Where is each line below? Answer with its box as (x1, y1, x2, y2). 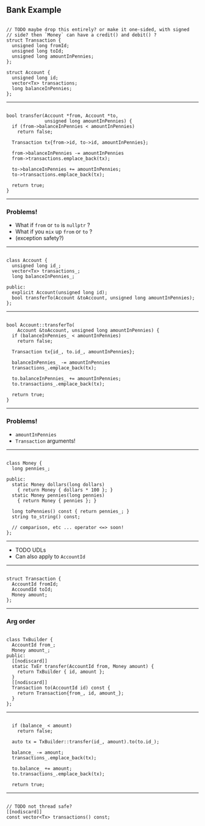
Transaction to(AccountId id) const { (12, 685, 111, 691)
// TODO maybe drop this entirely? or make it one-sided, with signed (6, 26, 190, 32)
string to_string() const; (12, 514, 81, 520)
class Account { (6, 257, 48, 264)
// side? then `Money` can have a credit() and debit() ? (6, 32, 157, 38)
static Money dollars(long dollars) (12, 482, 105, 488)
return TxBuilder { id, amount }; (17, 669, 105, 675)
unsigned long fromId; (12, 42, 70, 48)
